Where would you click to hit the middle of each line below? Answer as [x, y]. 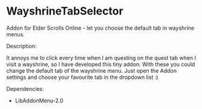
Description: [21, 46]
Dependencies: [25, 88]
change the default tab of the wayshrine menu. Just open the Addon [92, 70]
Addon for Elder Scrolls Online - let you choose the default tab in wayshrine [100, 28]
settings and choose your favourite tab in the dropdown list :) [82, 77]
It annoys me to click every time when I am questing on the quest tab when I [101, 58]
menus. [16, 34]
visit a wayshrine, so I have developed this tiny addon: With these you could [101, 64]
